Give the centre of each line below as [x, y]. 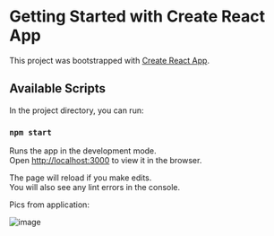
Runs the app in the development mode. [83, 151]
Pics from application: [49, 205]
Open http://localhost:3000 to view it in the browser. [106, 161]
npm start [30, 132]
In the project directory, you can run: [77, 110]
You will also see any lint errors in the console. [95, 188]
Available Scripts [57, 88]
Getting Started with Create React [137, 17]
